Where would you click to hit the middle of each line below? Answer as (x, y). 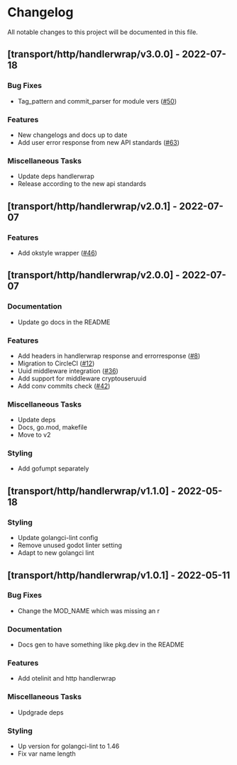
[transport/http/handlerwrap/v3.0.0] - (94, 54)
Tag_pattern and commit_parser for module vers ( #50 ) (97, 101)
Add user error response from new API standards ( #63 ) (98, 142)
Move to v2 (34, 435)
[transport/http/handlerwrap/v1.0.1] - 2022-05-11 (119, 575)
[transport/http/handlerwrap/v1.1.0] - (92, 491)
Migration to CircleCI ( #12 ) (56, 363)
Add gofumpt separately (53, 468)
